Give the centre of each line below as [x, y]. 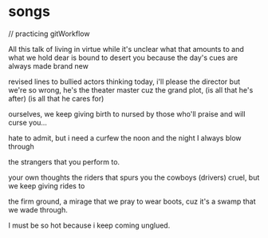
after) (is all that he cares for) [56, 98]
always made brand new [49, 65]
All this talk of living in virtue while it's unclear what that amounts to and [126, 49]
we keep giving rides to [47, 185]
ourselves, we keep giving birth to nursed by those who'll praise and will [127, 113]
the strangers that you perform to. [64, 161]
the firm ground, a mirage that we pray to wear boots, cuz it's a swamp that [132, 201]
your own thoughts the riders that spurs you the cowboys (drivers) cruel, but [134, 177]
